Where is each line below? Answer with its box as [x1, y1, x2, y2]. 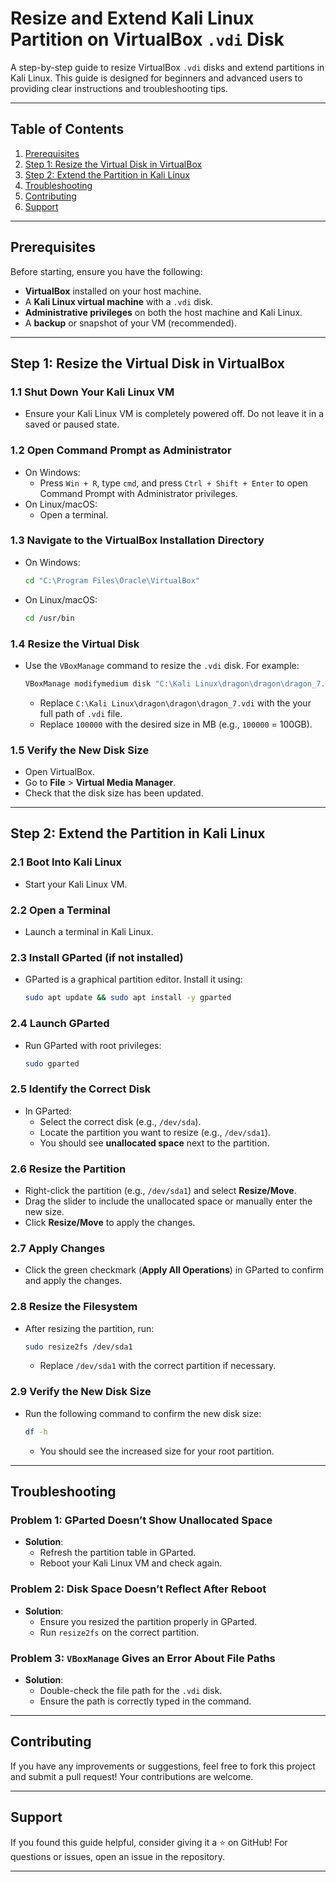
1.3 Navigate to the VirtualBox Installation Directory [10, 533, 265, 547]
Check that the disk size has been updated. [24, 787, 204, 799]
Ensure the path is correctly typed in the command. [39, 1695, 252, 1707]
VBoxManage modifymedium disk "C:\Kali [24, 678, 192, 689]
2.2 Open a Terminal [10, 903, 111, 917]
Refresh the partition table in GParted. [39, 1547, 197, 1559]
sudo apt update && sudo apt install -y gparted [24, 993, 232, 1003]
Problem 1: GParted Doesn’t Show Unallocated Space [10, 1513, 273, 1527]
